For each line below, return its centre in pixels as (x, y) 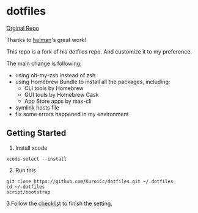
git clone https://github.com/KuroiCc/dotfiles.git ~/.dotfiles (90, 181)
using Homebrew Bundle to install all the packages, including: (93, 82)
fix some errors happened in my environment (72, 114)
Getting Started (36, 133)
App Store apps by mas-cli (58, 101)
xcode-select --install (37, 159)
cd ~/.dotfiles (26, 187)
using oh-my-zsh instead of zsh (55, 75)
